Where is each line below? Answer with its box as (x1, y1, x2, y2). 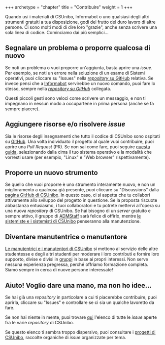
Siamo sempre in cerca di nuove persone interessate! (5, 267, 113, 273)
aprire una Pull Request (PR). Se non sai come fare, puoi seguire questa (5, 143, 150, 150)
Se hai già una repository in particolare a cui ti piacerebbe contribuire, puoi (5, 294, 157, 301)
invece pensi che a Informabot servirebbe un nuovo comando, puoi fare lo (5, 80, 156, 86)
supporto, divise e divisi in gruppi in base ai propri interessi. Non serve (5, 257, 149, 262)
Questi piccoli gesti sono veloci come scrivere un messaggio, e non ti (5, 95, 146, 101)
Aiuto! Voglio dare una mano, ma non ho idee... (5, 281, 152, 290)
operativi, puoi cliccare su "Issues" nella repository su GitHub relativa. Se (5, 75, 154, 81)
